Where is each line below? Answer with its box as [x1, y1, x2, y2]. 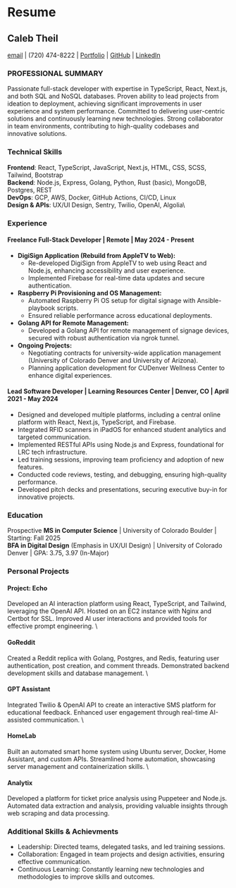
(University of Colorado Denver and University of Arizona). [27, 356, 199, 364]
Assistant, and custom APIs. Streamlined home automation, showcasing [7, 755, 216, 763]
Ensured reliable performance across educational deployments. [27, 311, 213, 319]
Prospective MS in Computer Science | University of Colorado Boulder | [7, 526, 217, 535]
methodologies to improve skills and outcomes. [17, 872, 155, 881]
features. [17, 462, 44, 471]
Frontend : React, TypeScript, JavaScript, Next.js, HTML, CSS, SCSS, [7, 163, 206, 171]
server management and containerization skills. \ [7, 762, 149, 770]
